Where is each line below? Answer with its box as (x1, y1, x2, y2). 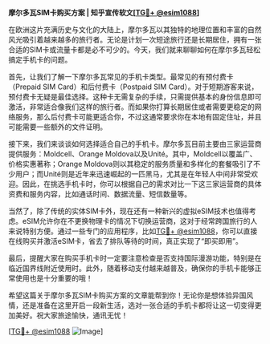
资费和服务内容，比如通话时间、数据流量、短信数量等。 (8, 189, 191, 199)
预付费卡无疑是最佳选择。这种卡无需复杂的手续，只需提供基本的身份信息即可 (8, 92, 262, 101)
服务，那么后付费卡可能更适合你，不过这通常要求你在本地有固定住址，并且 (14, 112, 262, 121)
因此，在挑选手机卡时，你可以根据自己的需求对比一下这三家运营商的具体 (22, 180, 262, 188)
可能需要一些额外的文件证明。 (8, 122, 107, 132)
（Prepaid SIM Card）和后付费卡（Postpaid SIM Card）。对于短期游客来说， (8, 82, 259, 91)
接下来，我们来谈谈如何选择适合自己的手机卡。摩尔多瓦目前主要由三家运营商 (8, 140, 262, 148)
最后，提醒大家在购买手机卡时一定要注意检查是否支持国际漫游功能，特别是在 (8, 253, 262, 263)
